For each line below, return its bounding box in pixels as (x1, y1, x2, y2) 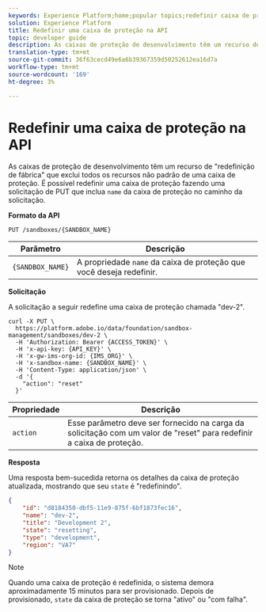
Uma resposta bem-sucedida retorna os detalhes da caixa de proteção (8, 473, 240, 483)
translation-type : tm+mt (8, 48, 90, 56)
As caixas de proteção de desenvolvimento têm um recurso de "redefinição (8, 162, 255, 171)
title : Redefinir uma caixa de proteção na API (8, 26, 169, 34)
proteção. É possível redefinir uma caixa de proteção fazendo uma (8, 179, 226, 188)
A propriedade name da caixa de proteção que (76, 257, 245, 268)
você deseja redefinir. (76, 267, 158, 278)
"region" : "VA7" (22, 541, 77, 549)
